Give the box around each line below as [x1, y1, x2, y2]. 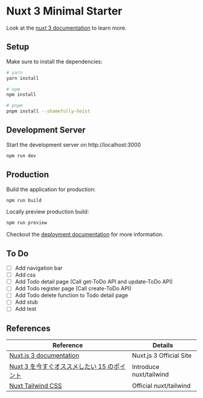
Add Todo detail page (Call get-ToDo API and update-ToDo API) [14, 278, 173, 285]
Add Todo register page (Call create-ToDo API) [14, 285, 132, 292]
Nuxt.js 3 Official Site [132, 351, 192, 360]
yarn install [6, 75, 39, 81]
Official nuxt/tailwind [132, 382, 191, 390]
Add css [14, 271, 36, 279]
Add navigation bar [14, 264, 63, 272]
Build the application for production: [6, 186, 95, 193]
